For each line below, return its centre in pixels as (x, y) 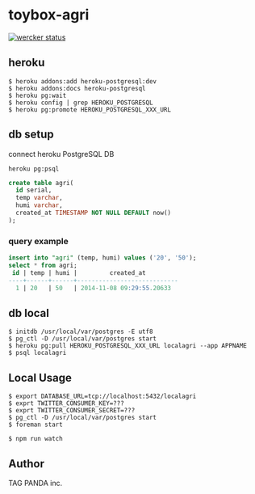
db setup (31, 135)
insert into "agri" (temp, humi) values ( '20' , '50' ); (102, 258)
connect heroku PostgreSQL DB (61, 154)
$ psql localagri (38, 353)
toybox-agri (49, 15)
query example (38, 241)
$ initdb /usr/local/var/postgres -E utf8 (81, 332)
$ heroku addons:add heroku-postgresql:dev (83, 81)
